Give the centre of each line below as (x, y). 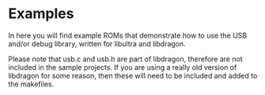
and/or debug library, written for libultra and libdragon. (97, 43)
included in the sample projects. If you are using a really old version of (123, 67)
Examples (41, 14)
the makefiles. (31, 84)
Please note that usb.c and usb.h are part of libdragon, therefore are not (125, 59)
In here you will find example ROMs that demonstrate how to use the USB (128, 35)
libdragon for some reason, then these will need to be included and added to (133, 75)
